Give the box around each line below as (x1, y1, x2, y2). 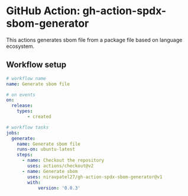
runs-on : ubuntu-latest (17, 146, 76, 152)
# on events (6, 92, 35, 98)
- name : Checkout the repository (21, 158, 105, 163)
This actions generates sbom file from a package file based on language (6, 36, 183, 43)
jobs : (6, 130, 20, 136)
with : (27, 179, 41, 185)
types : (17, 108, 33, 114)
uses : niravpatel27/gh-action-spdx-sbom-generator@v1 (27, 173, 163, 180)
